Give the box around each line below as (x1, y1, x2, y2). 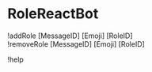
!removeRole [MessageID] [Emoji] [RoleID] (7, 39, 146, 48)
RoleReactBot (7, 5, 99, 23)
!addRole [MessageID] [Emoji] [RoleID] (7, 31, 133, 40)
